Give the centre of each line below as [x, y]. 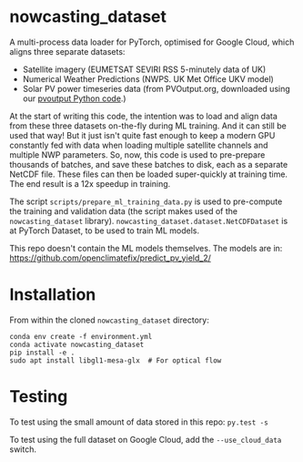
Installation [53, 295]
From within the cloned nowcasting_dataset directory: [109, 320]
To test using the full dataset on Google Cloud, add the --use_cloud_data [146, 439]
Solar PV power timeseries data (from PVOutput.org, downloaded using [157, 88]
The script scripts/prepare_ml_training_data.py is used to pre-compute [146, 201]
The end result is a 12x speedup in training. [90, 183]
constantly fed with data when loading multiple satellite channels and [139, 145]
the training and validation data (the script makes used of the [124, 210]
